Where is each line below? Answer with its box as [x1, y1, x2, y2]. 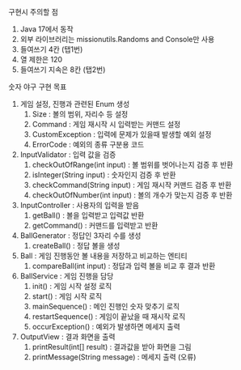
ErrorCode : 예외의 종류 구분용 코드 [32, 140, 145, 149]
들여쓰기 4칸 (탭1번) [19, 45, 83, 54]
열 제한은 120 [19, 55, 63, 64]
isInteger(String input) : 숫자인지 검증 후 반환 [32, 170, 176, 180]
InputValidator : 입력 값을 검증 [19, 150, 116, 159]
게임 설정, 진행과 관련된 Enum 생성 [19, 100, 130, 108]
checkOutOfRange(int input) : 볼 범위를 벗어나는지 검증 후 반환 [32, 160, 234, 169]
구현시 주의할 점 [8, 7, 59, 16]
